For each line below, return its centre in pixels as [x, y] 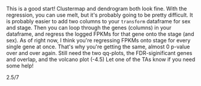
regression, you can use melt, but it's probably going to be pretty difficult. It [100, 15]
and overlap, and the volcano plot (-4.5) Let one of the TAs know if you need [101, 59]
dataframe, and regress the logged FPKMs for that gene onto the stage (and [100, 34]
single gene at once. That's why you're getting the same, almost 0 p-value [98, 47]
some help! [20, 66]
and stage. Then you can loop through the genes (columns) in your [89, 27]
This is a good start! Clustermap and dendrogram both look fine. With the [97, 9]
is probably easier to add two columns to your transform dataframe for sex [98, 21]
